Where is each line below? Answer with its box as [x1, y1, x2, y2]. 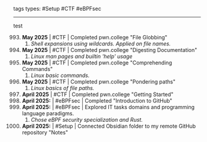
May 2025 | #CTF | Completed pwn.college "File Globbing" [21, 34, 168, 41]
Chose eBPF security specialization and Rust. [30, 116, 143, 123]
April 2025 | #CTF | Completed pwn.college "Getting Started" [21, 91, 174, 98]
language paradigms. [21, 110, 74, 117]
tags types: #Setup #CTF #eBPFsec [13, 5, 101, 12]
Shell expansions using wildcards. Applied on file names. [30, 40, 171, 47]
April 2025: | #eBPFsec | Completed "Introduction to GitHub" [21, 97, 172, 104]
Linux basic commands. [30, 72, 90, 79]
